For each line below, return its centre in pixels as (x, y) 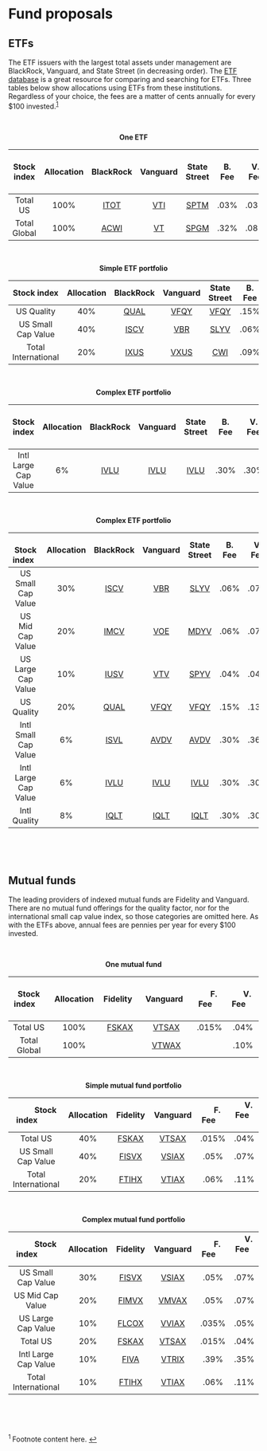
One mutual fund (133, 965)
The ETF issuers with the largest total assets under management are (120, 62)
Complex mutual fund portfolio (133, 1220)
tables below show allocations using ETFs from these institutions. (115, 88)
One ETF (133, 137)
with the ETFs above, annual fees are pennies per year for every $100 (122, 925)
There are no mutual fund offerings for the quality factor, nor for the (119, 908)
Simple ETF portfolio (133, 268)
